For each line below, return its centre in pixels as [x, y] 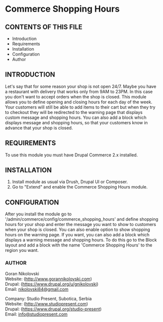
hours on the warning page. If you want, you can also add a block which [77, 235]
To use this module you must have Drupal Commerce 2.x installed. [72, 155]
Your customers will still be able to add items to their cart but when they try [80, 107]
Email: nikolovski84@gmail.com [37, 289]
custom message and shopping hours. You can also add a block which [76, 117]
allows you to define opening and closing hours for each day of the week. [79, 102]
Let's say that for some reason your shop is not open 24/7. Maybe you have [81, 86]
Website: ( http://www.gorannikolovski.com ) [49, 279]
